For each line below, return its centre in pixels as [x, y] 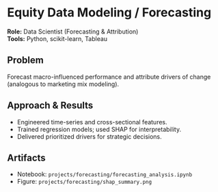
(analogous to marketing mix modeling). [63, 84]
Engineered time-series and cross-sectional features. [92, 122]
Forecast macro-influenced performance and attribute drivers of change [109, 77]
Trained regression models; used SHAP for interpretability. [99, 129]
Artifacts [26, 157]
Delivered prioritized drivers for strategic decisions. [89, 136]
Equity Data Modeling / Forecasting [109, 13]
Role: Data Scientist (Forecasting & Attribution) [73, 31]
